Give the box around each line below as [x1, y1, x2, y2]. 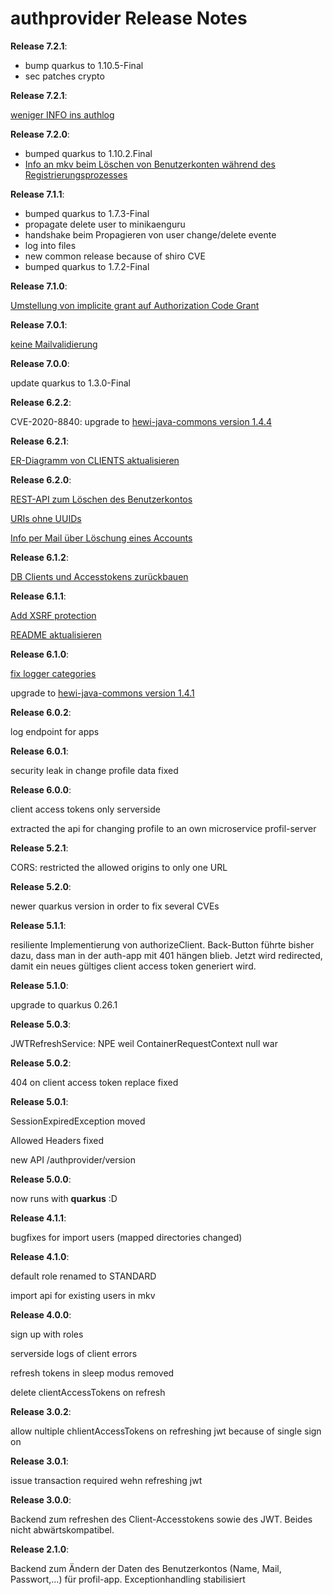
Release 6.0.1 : [10, 745, 69, 757]
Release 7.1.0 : [10, 280, 68, 292]
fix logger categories [10, 667, 97, 679]
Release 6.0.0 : [10, 783, 72, 796]
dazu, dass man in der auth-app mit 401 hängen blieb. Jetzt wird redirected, [10, 949, 323, 961]
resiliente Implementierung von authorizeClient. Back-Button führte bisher [10, 938, 315, 951]
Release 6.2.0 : [10, 473, 72, 486]
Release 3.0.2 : [10, 1405, 72, 1417]
